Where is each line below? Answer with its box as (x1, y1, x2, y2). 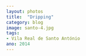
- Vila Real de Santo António (6, 36, 81, 41)
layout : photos (6, 8, 44, 15)
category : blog (6, 19, 44, 25)
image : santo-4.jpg (6, 24, 54, 31)
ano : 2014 (6, 41, 31, 47)
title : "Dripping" (6, 14, 54, 20)
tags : (6, 30, 19, 36)
